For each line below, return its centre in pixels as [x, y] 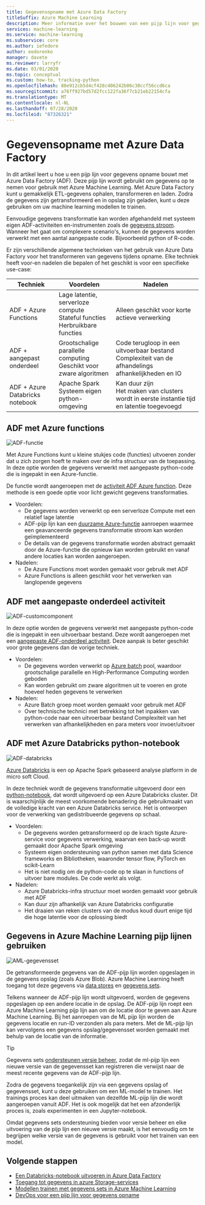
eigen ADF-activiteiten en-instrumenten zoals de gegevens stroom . [91, 225]
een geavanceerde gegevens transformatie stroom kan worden [103, 530]
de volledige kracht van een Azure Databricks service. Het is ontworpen [97, 808]
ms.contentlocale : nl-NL [38, 103]
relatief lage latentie [49, 518]
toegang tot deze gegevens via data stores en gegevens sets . [84, 985]
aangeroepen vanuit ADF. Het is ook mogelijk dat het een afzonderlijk [94, 1104]
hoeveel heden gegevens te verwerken [73, 692]
